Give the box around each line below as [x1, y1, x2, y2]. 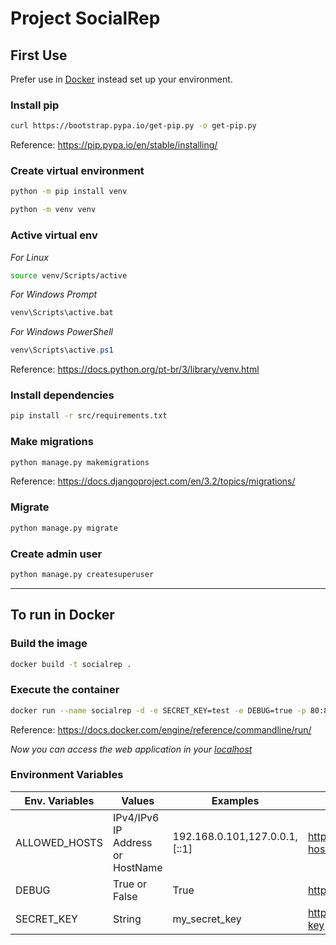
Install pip [10, 98, 60, 112]
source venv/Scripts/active [10, 270, 128, 281]
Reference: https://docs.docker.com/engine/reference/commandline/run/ [10, 723, 312, 736]
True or [112, 877, 148, 891]
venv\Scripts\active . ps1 [10, 345, 114, 356]
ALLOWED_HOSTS [15, 835, 103, 849]
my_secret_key [172, 912, 242, 926]
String [112, 912, 142, 926]
